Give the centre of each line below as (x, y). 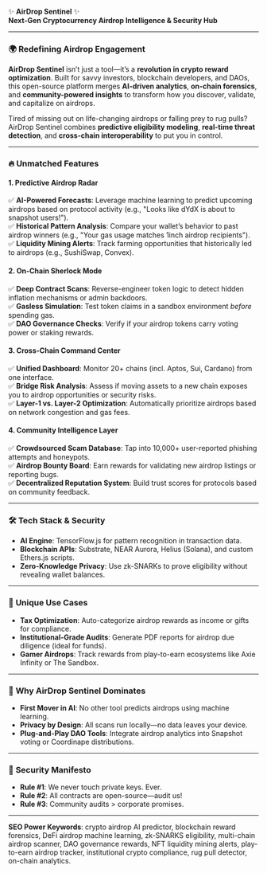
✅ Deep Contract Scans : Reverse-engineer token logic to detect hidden (126, 288)
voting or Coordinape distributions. (77, 742)
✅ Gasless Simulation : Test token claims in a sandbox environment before (130, 306)
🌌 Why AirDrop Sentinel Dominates (77, 691)
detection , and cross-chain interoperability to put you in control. (116, 135)
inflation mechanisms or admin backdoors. (78, 297)
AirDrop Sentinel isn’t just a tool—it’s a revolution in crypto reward (118, 69)
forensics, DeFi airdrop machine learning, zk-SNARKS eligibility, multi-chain (132, 836)
